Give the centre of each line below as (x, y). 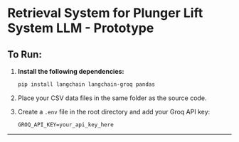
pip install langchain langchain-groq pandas (86, 84)
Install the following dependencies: (71, 71)
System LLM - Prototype (81, 28)
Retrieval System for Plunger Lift (105, 13)
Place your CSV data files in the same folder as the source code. (112, 98)
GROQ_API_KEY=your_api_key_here (65, 125)
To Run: (25, 54)
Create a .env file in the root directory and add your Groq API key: (114, 111)
